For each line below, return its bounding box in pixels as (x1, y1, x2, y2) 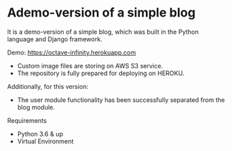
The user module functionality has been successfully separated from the (17, 95, 225, 104)
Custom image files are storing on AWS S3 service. (17, 61, 163, 70)
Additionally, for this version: (7, 82, 89, 90)
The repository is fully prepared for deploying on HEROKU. (17, 69, 185, 77)
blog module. (17, 103, 55, 111)
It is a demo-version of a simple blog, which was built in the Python (7, 28, 199, 36)
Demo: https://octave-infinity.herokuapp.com (7, 48, 136, 57)
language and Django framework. (7, 34, 102, 43)
